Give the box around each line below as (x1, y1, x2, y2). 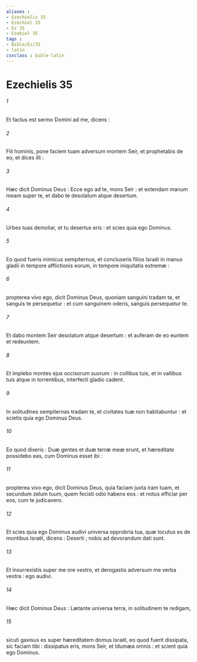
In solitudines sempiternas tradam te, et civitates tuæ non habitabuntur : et (6, 408, 187, 415)
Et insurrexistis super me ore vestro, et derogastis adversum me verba (6, 566, 176, 573)
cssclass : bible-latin (6, 53, 65, 58)
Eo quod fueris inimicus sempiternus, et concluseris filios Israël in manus (6, 255, 183, 263)
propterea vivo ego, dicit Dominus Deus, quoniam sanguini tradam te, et (6, 294, 181, 301)
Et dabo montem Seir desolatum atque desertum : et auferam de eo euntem (6, 332, 189, 339)
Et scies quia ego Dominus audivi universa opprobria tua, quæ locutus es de (6, 529, 191, 536)
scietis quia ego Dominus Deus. (6, 414, 83, 421)
